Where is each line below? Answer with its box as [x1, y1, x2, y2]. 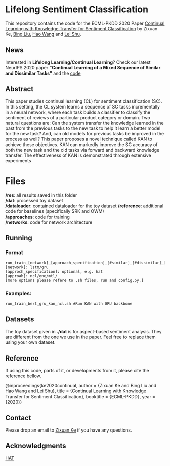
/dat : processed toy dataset [5, 197, 63, 203]
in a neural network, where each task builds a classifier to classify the [5, 109, 151, 115]
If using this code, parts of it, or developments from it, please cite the [5, 368, 149, 374]
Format [5, 248, 24, 256]
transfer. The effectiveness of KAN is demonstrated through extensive [5, 152, 151, 158]
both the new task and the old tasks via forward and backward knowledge [5, 147, 160, 153]
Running [5, 233, 33, 242]
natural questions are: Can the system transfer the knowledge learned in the [5, 120, 164, 126]
